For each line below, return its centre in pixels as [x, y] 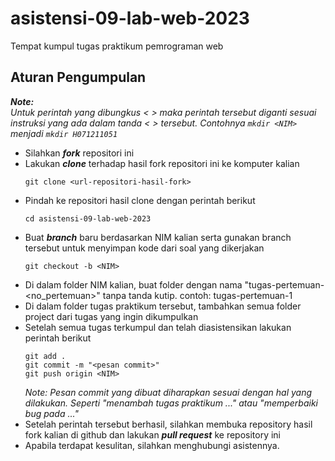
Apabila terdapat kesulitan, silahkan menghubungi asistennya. [152, 445]
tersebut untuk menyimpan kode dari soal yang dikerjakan [144, 248]
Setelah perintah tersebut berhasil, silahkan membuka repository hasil [168, 424]
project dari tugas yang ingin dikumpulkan [111, 316]
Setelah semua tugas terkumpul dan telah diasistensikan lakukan [158, 327]
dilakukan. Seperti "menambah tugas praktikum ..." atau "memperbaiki [171, 403]
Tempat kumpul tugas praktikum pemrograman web [117, 46]
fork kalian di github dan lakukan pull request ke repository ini [153, 434]
